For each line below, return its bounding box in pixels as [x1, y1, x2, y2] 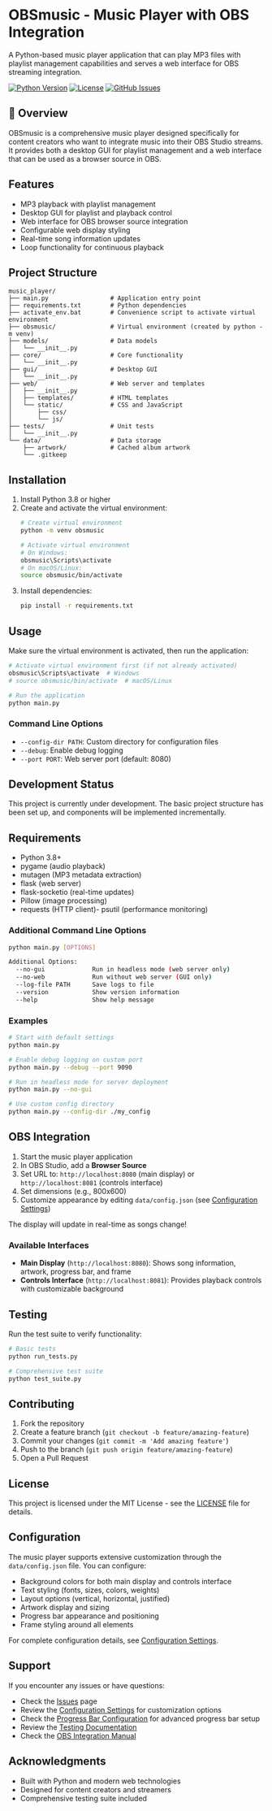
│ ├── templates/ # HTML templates [8, 394, 169, 402]
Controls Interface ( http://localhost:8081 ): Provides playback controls [19, 1275, 262, 1285]
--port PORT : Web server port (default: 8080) [19, 753, 172, 763]
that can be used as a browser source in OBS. [8, 154, 162, 163]
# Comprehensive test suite [8, 1367, 104, 1375]
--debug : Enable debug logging [19, 745, 123, 755]
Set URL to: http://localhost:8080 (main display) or [19, 1169, 195, 1179]
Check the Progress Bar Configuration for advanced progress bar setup [19, 1713, 260, 1723]
